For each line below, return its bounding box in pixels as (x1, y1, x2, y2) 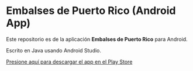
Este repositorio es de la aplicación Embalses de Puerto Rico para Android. (6, 35, 188, 42)
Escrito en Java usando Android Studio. (6, 47, 101, 54)
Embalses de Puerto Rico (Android (6, 4, 176, 17)
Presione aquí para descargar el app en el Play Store (6, 58, 133, 65)
